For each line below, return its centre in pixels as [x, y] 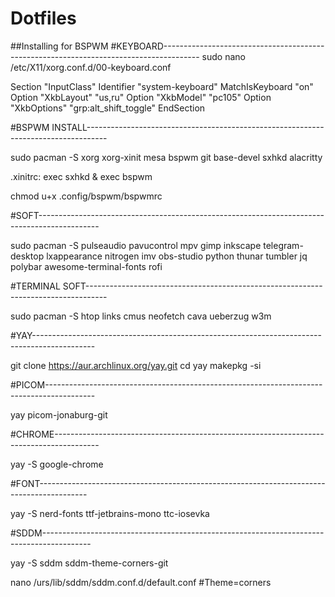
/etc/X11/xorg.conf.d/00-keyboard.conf [91, 67]
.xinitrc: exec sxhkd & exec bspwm [81, 176]
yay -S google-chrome [57, 464]
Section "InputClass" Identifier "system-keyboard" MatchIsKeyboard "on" [162, 86]
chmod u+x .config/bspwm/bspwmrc [86, 196]
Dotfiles [43, 18]
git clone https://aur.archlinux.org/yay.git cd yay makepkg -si [136, 365]
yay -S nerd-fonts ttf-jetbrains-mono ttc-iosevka [110, 513]
